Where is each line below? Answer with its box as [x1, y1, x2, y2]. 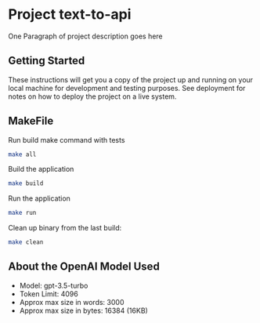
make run [8, 209, 37, 217]
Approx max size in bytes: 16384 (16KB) [19, 306, 149, 315]
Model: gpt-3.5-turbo [19, 281, 88, 290]
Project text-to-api [8, 5, 132, 24]
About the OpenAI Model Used [8, 260, 161, 274]
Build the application [8, 165, 74, 174]
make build [8, 180, 44, 187]
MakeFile [8, 114, 54, 128]
